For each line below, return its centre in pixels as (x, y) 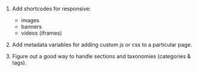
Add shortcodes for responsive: (51, 9)
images (30, 20)
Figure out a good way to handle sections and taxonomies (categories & (101, 56)
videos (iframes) (41, 33)
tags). (19, 63)
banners (31, 27)
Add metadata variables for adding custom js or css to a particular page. (102, 45)
